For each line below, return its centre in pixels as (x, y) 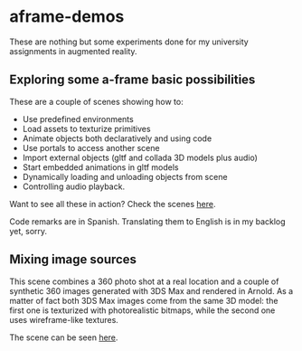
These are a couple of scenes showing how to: (96, 101)
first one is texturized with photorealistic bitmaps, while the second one (142, 310)
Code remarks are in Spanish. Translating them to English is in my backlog (148, 221)
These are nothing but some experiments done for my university (129, 42)
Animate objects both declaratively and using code (117, 138)
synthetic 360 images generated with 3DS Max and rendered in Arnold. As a (151, 290)
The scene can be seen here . (64, 337)
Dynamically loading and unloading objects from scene (125, 176)
